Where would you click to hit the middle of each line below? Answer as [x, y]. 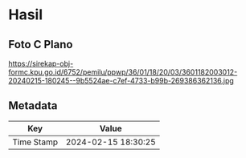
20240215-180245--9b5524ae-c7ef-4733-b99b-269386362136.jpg [121, 81]
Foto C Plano [41, 45]
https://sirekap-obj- [41, 63]
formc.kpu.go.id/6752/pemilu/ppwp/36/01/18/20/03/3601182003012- [123, 72]
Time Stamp [35, 142]
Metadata [33, 106]
